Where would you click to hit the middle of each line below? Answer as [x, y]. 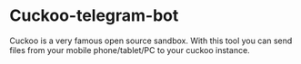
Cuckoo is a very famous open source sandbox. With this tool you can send [151, 41]
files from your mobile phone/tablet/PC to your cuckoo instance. [130, 50]
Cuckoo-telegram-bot [94, 16]
